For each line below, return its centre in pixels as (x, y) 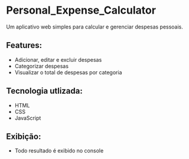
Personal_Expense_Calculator (81, 10)
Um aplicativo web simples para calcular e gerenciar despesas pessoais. (94, 27)
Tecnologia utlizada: (44, 91)
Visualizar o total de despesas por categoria (68, 72)
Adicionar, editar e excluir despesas (58, 59)
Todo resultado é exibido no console (59, 151)
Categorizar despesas (42, 66)
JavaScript (28, 118)
